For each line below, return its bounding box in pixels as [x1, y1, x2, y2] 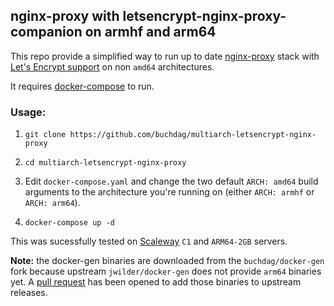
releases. [10, 287, 48, 299]
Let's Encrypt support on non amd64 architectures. [10, 60, 215, 73]
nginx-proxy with [10, 8, 120, 25]
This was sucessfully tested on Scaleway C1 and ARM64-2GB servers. [10, 235, 288, 248]
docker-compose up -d [24, 218, 115, 228]
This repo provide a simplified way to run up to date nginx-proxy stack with [10, 50, 320, 62]
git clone [24, 130, 67, 140]
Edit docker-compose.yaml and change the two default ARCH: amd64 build [24, 175, 319, 188]
